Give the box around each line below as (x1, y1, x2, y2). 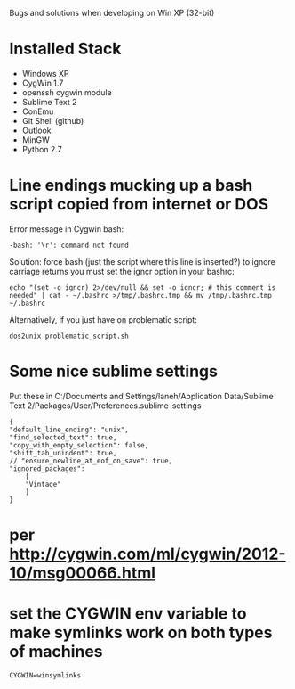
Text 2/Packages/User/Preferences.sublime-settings (9, 400, 202, 411)
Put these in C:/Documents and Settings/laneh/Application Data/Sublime (9, 390, 274, 401)
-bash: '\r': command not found (9, 241, 129, 250)
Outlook (21, 125, 52, 135)
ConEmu (21, 106, 54, 117)
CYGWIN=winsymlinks (9, 670, 82, 680)
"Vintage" (25, 480, 62, 488)
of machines (9, 642, 104, 662)
